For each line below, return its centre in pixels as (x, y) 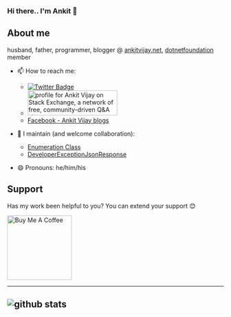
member (19, 57)
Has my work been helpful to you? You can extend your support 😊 (101, 206)
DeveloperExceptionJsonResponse (77, 154)
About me (29, 33)
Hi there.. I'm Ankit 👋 (42, 11)
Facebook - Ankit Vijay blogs (68, 120)
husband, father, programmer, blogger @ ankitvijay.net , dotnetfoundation (111, 50)
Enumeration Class (54, 146)
